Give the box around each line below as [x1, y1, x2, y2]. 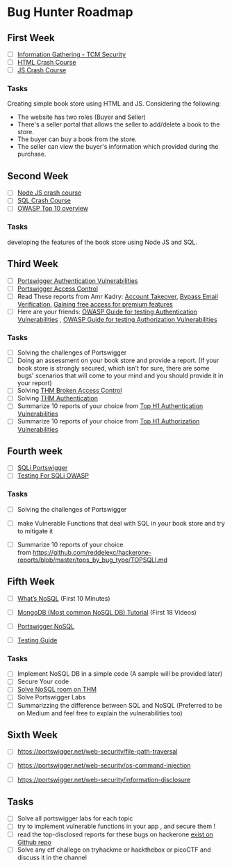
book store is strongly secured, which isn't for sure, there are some [17, 364, 210, 373]
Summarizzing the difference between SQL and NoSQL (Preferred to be [17, 701, 222, 709]
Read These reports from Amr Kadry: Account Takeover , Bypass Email [17, 292, 219, 300]
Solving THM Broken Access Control [17, 387, 122, 395]
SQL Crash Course [17, 196, 72, 205]
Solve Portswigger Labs [17, 693, 86, 702]
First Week [7, 32, 55, 44]
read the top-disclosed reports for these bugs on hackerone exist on [17, 830, 214, 838]
